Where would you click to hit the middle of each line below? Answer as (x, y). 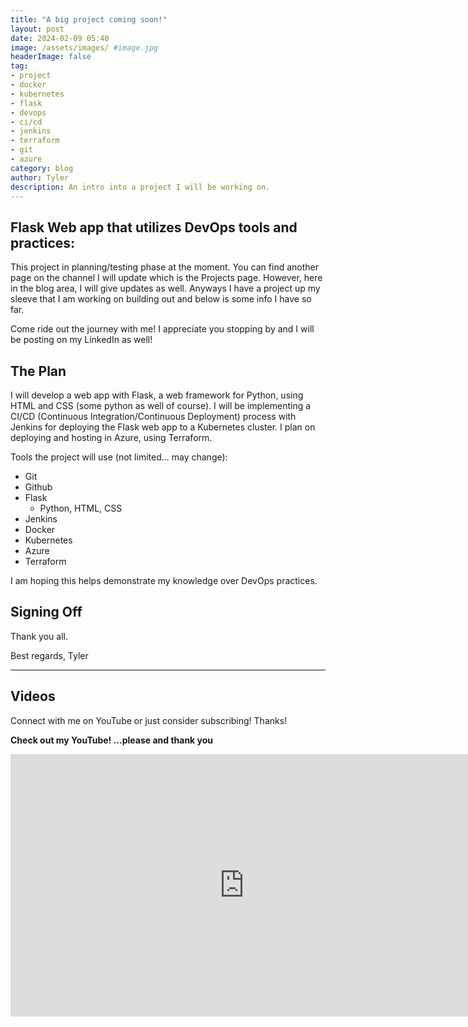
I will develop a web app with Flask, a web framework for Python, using (157, 395)
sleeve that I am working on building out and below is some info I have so (161, 299)
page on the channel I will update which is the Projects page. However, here (166, 278)
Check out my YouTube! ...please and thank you (112, 740)
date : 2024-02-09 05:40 (60, 38)
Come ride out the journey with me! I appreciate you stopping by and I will (162, 329)
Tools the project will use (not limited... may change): (119, 457)
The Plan (38, 371)
